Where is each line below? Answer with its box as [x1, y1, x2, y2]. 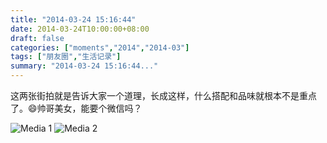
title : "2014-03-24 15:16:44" [10, 14, 137, 25]
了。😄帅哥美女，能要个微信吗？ [10, 102, 143, 114]
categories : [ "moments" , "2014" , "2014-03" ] [10, 42, 190, 53]
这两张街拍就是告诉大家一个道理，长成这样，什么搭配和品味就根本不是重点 [10, 90, 317, 101]
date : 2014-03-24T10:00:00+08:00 [10, 24, 150, 34]
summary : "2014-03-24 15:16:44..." [10, 61, 159, 71]
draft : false [10, 33, 65, 43]
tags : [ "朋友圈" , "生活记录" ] [10, 52, 122, 62]
